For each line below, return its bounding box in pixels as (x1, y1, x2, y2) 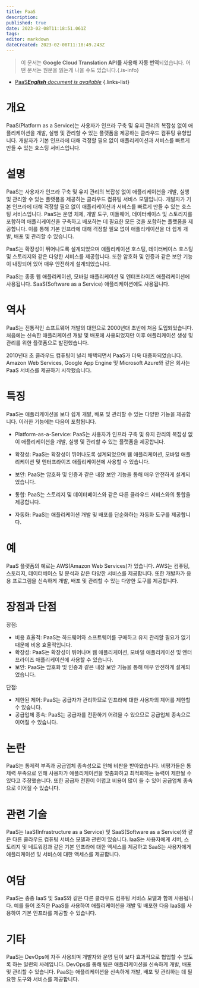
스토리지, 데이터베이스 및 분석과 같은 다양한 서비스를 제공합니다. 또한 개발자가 (6, 570, 185, 577)
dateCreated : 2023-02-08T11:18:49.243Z (6, 42, 105, 48)
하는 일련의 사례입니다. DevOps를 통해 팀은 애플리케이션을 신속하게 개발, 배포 (12, 961, 192, 968)
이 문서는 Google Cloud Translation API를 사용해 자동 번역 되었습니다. (20, 59, 185, 66)
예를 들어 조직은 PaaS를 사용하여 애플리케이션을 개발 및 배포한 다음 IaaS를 (14, 902, 186, 909)
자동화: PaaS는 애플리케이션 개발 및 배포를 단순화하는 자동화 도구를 (14, 511, 170, 518)
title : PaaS (6, 8, 36, 15)
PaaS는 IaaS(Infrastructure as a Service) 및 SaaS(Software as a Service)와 (6, 828, 187, 836)
